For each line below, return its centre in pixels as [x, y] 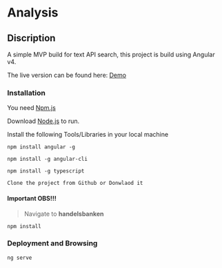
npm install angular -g [41, 147]
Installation [27, 93]
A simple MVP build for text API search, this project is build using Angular [111, 54]
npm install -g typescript [46, 171]
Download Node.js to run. [43, 121]
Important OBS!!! [32, 198]
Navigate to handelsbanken [64, 214]
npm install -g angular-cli [48, 159]
